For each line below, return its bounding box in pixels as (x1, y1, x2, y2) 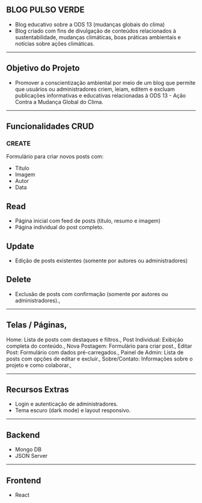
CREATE (6, 139, 31, 147)
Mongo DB (14, 446, 42, 453)
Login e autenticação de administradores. (14, 400, 118, 408)
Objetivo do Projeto (6, 63, 80, 73)
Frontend (6, 475, 41, 486)
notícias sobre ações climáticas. (14, 40, 95, 47)
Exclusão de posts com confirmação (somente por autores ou (14, 290, 168, 297)
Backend (6, 430, 40, 440)
